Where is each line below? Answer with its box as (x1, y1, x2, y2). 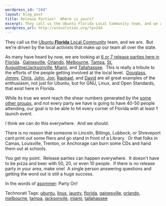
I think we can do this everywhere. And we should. (5, 121, 109, 126)
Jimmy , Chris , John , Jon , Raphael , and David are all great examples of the (5, 75, 156, 81)
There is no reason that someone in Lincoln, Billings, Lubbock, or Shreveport (5, 130, 161, 136)
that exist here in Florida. (5, 85, 56, 91)
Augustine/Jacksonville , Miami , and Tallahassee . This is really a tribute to (5, 65, 155, 71)
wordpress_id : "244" (5, 7, 48, 12)
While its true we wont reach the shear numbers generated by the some (5, 95, 152, 101)
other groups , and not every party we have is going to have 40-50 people (5, 100, 155, 106)
